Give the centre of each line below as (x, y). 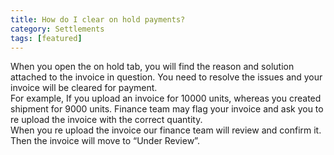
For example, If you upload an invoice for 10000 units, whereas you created (166, 98)
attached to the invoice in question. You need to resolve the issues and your (166, 77)
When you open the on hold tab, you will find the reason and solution (152, 67)
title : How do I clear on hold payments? (98, 19)
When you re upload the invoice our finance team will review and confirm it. (166, 130)
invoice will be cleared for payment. (84, 88)
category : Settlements (57, 29)
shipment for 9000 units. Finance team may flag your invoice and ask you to (167, 109)
